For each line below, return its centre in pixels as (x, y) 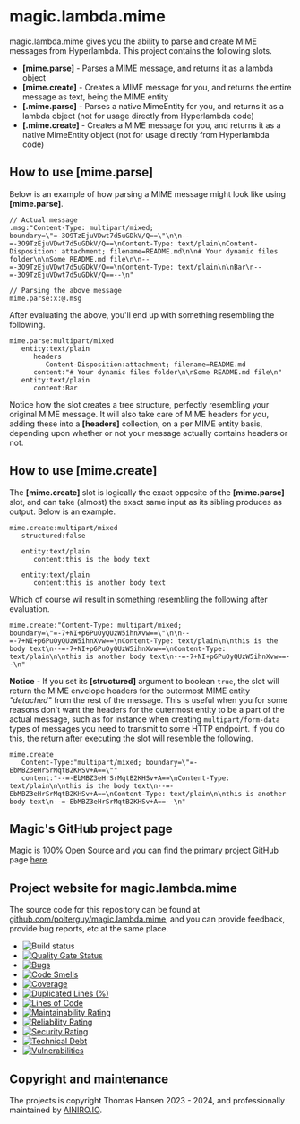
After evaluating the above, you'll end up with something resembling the (142, 314)
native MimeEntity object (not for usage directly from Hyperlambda (146, 134)
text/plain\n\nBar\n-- (220, 267)
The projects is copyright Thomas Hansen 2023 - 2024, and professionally (147, 1100)
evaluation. (30, 609)
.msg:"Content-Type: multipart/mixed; (81, 227)
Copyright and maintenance (89, 1079)
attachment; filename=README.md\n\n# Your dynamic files (170, 251)
